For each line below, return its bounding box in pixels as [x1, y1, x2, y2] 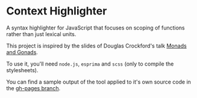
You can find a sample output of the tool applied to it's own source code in [6, 78, 192, 85]
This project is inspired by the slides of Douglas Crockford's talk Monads [6, 42, 187, 49]
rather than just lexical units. [6, 30, 77, 37]
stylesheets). [6, 66, 39, 73]
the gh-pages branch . [6, 84, 61, 91]
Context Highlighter [6, 4, 107, 18]
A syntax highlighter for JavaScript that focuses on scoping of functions [6, 24, 185, 31]
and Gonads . [6, 48, 38, 55]
